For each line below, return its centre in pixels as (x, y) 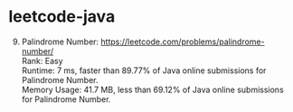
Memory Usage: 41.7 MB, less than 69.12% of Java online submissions (152, 89)
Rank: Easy (43, 61)
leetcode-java (62, 17)
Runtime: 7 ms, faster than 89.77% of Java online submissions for (144, 70)
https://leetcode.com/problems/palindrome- (183, 42)
